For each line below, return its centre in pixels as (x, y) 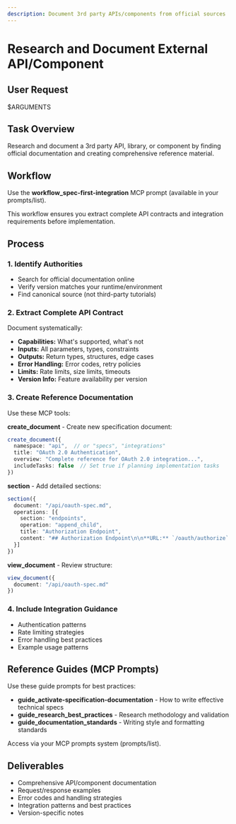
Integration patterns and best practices (75, 806)
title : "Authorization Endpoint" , (71, 532)
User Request (38, 90)
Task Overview (41, 129)
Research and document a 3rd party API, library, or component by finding (114, 146)
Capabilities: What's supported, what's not (81, 342)
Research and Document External (108, 48)
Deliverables (36, 766)
